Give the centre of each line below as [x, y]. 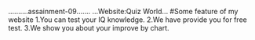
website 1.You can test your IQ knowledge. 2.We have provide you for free [127, 20]
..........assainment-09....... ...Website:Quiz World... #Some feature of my [123, 11]
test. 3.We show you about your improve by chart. [89, 28]
